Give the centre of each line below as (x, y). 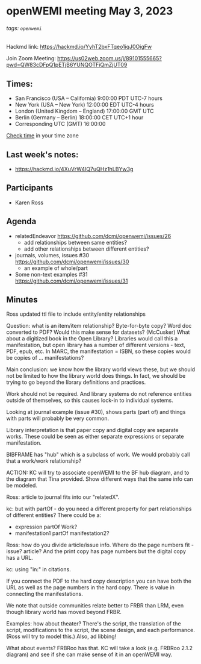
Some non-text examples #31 (51, 274)
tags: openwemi (24, 28)
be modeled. (22, 486)
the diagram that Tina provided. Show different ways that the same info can (100, 479)
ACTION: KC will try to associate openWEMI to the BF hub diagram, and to (98, 473)
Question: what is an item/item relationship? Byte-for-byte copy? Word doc (99, 326)
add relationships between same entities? (76, 242)
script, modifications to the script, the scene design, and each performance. (101, 630)
